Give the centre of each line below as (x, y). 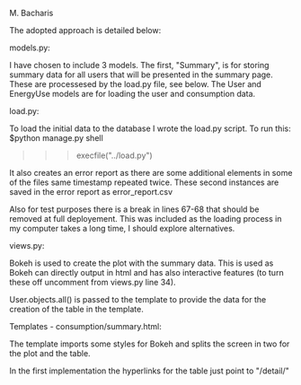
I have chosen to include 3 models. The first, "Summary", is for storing (139, 65)
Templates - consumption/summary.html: (85, 326)
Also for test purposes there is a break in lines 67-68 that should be (134, 209)
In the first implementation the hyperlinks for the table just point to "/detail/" (149, 371)
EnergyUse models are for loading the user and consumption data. (133, 94)
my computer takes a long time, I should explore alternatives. (122, 228)
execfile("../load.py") (114, 155)
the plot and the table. (50, 353)
